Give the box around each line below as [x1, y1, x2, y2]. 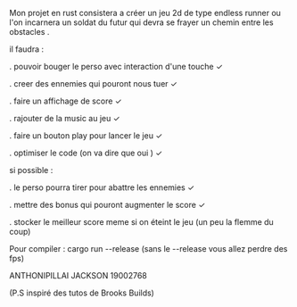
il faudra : [9, 44, 45, 54]
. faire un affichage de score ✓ [9, 95, 122, 106]
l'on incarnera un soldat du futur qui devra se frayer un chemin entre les [9, 17, 274, 28]
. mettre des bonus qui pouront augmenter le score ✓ [9, 200, 206, 210]
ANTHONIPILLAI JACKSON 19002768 [9, 270, 147, 280]
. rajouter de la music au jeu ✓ [9, 113, 120, 123]
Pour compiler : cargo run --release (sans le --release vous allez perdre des [9, 244, 288, 253]
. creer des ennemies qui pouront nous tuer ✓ [9, 79, 178, 88]
